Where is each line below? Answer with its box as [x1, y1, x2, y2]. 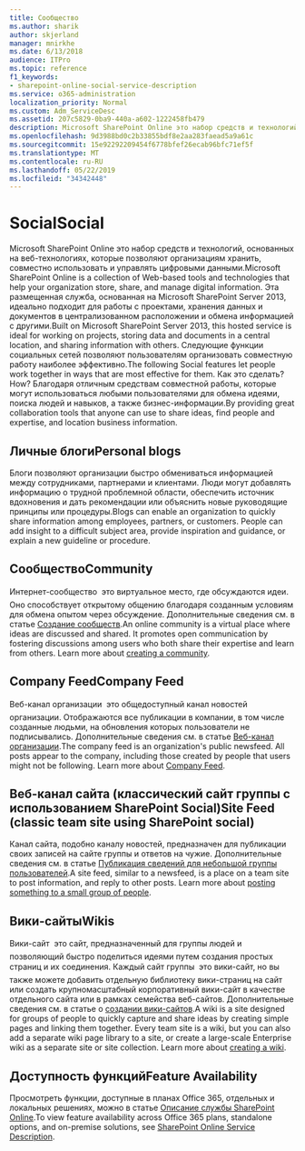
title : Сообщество [9, 13, 79, 23]
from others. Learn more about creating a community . [9, 647, 211, 658]
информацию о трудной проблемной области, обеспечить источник [9, 487, 275, 497]
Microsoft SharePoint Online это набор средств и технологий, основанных [9, 243, 295, 255]
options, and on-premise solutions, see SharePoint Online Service [9, 1122, 256, 1133]
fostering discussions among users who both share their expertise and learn [9, 637, 295, 648]
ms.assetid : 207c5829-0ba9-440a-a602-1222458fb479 [9, 115, 205, 124]
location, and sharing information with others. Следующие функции [9, 340, 264, 351]
